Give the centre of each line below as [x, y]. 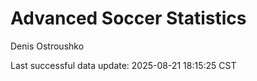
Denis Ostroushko [47, 46]
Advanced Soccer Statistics [128, 18]
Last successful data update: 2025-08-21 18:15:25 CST [123, 65]
